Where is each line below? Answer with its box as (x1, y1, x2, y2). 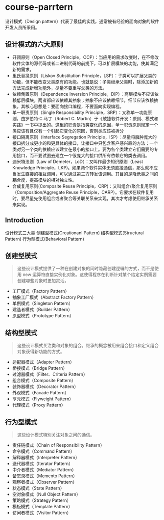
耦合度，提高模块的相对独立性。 (12, 177, 77, 183)
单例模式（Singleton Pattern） (12, 301, 73, 306)
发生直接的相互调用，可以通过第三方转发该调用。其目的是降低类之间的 (16, 171, 158, 177)
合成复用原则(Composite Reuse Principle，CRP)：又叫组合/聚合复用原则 (12, 183, 158, 189)
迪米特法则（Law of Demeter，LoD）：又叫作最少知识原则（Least (12, 159, 143, 164)
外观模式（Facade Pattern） (12, 390, 69, 396)
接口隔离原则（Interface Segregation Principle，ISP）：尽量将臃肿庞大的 (12, 134, 157, 140)
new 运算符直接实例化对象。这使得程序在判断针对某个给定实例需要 (23, 272, 157, 277)
